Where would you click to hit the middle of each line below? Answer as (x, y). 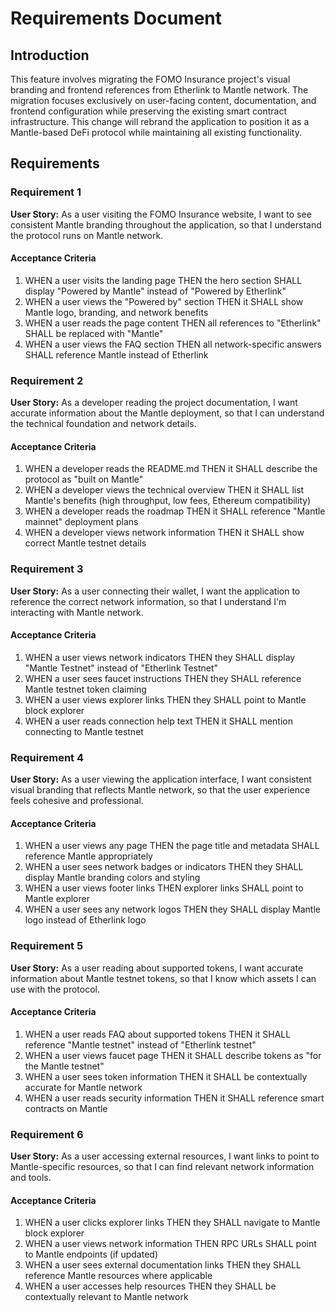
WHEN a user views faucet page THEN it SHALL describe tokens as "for (173, 1055)
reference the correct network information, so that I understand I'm (148, 601)
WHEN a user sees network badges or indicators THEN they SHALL (164, 867)
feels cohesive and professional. (77, 801)
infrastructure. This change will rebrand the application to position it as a (160, 121)
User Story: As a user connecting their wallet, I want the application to (155, 591)
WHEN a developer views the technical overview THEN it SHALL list (164, 490)
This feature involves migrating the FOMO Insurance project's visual (150, 79)
